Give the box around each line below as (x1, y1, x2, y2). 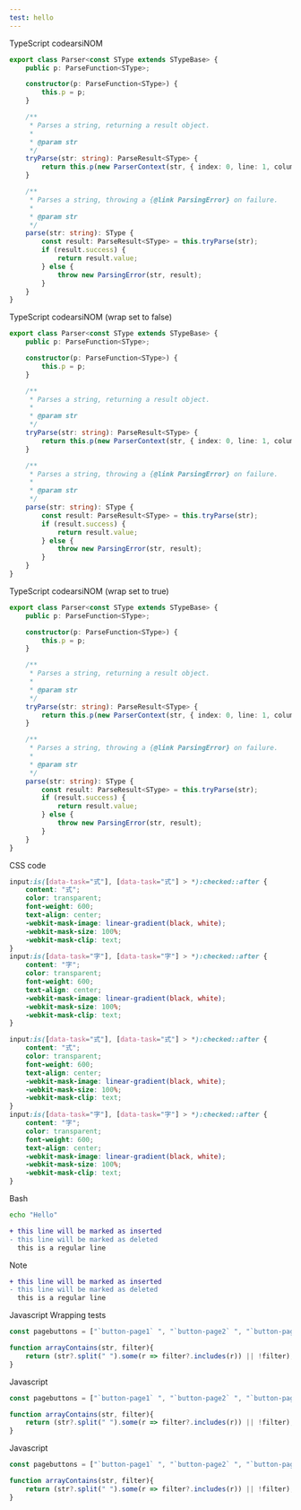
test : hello (9, 13, 54, 22)
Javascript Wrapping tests (9, 1310, 107, 1321)
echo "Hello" (9, 1210, 58, 1219)
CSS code (9, 860, 47, 870)
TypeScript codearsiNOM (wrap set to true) (9, 585, 169, 597)
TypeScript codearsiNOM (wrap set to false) (9, 311, 173, 323)
